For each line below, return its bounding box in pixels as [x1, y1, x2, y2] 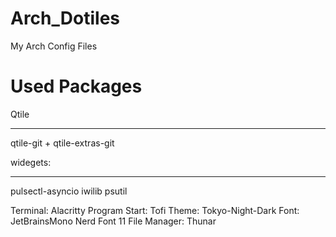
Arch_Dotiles [10, 7, 120, 30]
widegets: [10, 156, 52, 168]
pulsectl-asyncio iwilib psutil [10, 185, 128, 197]
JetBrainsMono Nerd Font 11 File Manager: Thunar [10, 215, 217, 227]
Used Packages [10, 75, 143, 98]
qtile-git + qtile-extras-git [10, 137, 115, 149]
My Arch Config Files [10, 40, 98, 52]
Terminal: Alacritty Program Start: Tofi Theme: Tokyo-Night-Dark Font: [10, 204, 300, 216]
